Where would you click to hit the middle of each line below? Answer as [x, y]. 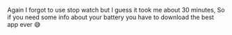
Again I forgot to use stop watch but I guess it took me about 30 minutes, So [116, 10]
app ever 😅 [24, 24]
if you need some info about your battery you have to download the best [110, 17]
